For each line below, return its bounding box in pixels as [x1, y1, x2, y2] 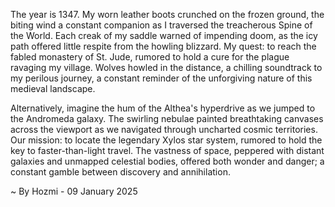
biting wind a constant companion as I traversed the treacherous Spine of [10, 19, 313, 31]
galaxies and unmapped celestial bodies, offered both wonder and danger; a [10, 155, 325, 167]
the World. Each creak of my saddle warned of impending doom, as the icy [10, 30, 318, 41]
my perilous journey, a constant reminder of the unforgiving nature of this [10, 72, 313, 84]
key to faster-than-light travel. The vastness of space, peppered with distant [10, 145, 325, 156]
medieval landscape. [10, 83, 96, 94]
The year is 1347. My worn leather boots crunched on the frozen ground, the [10, 9, 325, 20]
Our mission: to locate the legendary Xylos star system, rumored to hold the [10, 134, 323, 146]
